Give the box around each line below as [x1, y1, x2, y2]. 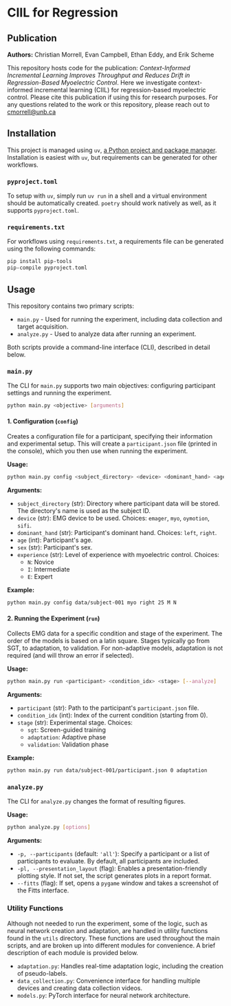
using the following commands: [7, 244, 96, 253]
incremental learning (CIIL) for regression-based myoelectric [34, 86, 206, 94]
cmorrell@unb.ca [7, 108, 56, 116]
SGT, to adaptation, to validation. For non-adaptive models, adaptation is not [7, 644, 223, 652]
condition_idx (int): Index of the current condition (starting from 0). [16, 711, 208, 720]
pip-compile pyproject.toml [7, 264, 88, 271]
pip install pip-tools [7, 258, 72, 265]
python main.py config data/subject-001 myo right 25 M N [7, 599, 177, 607]
